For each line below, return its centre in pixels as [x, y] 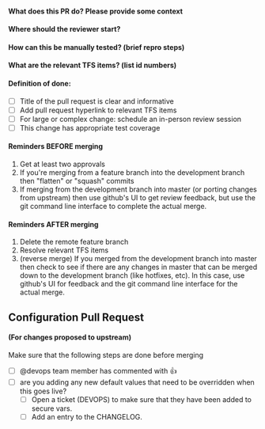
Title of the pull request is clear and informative [97, 101]
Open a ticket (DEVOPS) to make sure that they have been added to [141, 399]
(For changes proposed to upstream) [70, 337]
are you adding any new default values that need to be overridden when [137, 382]
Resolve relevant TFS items [64, 250]
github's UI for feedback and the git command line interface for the [129, 284]
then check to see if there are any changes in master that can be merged [138, 267]
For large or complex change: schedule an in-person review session [131, 119]
